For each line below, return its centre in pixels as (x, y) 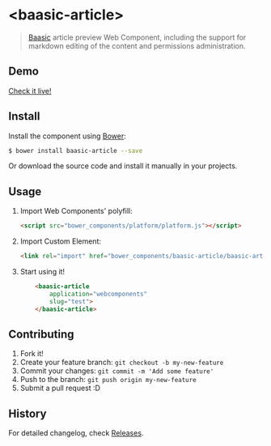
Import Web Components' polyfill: (76, 211)
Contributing (41, 334)
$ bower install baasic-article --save (76, 151)
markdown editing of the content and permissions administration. (137, 45)
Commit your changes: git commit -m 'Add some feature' (117, 371)
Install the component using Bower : (68, 136)
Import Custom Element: (61, 241)
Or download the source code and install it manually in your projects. (123, 166)
